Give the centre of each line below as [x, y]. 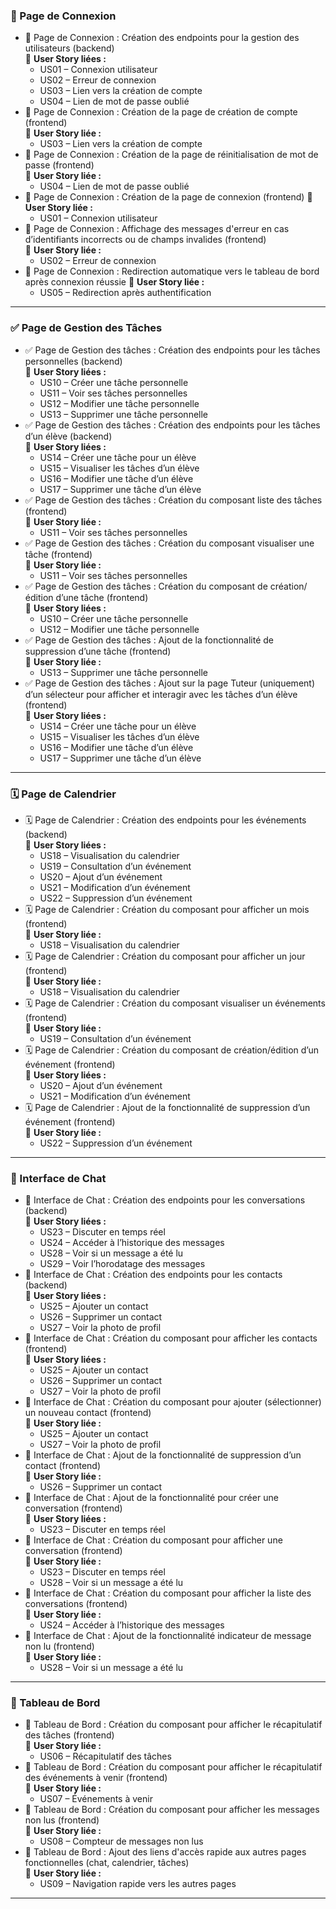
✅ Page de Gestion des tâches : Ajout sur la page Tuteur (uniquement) [169, 683]
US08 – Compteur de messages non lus [121, 1841]
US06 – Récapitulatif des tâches [105, 1756]
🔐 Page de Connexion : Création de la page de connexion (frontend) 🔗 [168, 197]
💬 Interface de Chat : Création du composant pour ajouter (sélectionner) [173, 1402]
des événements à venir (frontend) [96, 1778]
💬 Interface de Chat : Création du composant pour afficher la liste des [168, 1593]
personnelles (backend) [73, 361]
